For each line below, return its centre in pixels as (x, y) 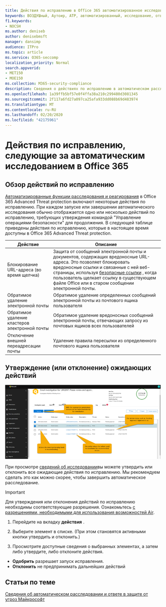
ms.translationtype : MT (30, 104)
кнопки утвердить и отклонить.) (46, 537)
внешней (17, 340)
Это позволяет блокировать (100, 262)
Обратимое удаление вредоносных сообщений (103, 315)
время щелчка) (23, 275)
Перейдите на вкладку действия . (48, 522)
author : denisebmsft (26, 37)
